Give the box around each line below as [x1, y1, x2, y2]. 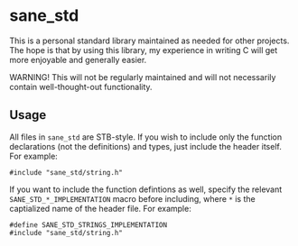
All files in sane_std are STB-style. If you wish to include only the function [9, 132, 283, 142]
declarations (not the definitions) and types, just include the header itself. [9, 141, 282, 151]
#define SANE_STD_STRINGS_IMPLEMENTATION [9, 220, 168, 230]
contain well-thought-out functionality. [9, 81, 153, 92]
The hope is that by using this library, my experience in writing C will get [9, 44, 278, 55]
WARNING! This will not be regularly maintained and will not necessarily [9, 71, 276, 82]
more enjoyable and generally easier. [9, 54, 147, 65]
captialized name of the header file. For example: [9, 203, 191, 214]
